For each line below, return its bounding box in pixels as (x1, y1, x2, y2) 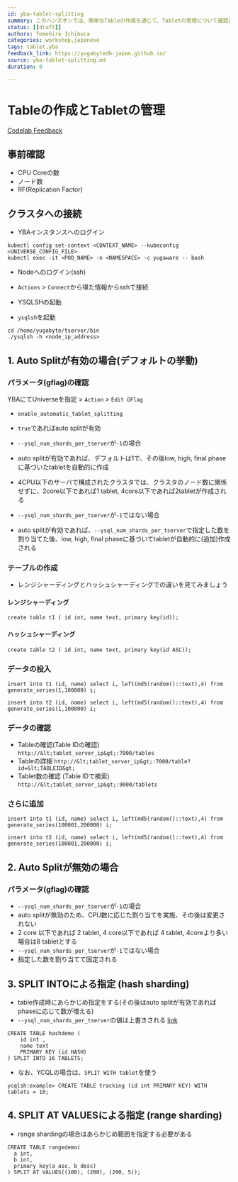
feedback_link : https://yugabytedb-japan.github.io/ (7, 50, 166, 57)
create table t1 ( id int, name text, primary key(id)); (7, 614, 179, 622)
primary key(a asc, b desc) (13, 1162, 97, 1169)
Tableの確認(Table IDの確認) (17, 741, 100, 749)
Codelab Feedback (7, 126, 62, 135)
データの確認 (7, 723, 52, 733)
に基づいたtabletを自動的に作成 (17, 463, 110, 471)
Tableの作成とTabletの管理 (7, 102, 165, 118)
